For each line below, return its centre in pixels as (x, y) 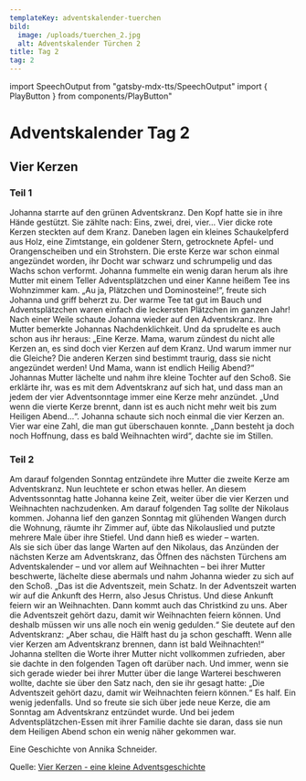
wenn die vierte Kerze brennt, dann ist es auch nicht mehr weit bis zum (143, 406)
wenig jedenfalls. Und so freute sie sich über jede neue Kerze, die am (140, 702)
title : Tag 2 (34, 52)
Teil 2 (22, 459)
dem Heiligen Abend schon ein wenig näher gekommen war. (123, 732)
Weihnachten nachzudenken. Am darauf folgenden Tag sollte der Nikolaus (149, 509)
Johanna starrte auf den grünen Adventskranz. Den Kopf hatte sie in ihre (146, 212)
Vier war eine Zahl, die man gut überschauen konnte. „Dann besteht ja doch (152, 426)
